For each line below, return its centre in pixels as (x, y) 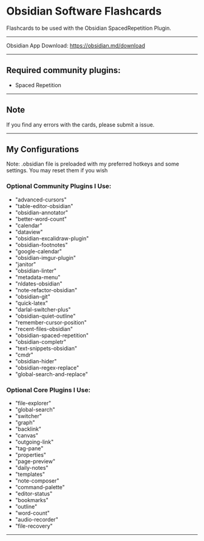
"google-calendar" (39, 251)
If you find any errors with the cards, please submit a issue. (80, 124)
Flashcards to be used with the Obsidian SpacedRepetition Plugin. (89, 28)
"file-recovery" (34, 526)
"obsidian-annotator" (42, 212)
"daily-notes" (32, 467)
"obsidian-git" (32, 296)
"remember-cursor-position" (51, 322)
